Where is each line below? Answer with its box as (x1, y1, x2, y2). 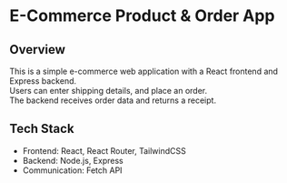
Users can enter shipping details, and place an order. (9, 86, 208, 96)
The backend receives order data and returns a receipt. (9, 95, 216, 106)
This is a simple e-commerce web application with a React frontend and (9, 66, 279, 76)
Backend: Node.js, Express (22, 155, 124, 166)
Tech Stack (9, 121, 74, 137)
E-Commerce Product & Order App (9, 5, 275, 26)
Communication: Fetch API (22, 165, 123, 176)
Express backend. (9, 76, 77, 86)
